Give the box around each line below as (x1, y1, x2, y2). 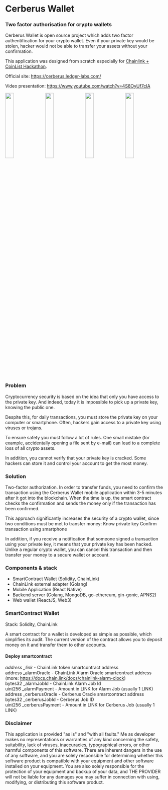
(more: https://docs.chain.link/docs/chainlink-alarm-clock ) (5, 675, 126, 681)
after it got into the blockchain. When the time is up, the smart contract (5, 495, 151, 501)
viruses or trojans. (5, 425, 43, 431)
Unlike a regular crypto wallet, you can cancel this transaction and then (5, 546, 152, 552)
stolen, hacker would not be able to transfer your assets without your (5, 43, 148, 49)
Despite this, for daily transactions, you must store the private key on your (5, 414, 158, 420)
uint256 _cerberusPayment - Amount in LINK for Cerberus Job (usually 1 (5, 701, 155, 707)
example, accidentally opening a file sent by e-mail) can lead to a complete (5, 440, 160, 446)
